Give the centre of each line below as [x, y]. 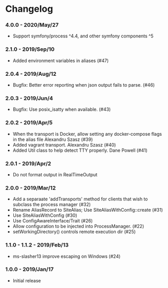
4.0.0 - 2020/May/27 [32, 25]
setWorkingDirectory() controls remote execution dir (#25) [74, 232]
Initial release [27, 280]
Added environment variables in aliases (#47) [61, 60]
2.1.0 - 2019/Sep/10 [30, 49]
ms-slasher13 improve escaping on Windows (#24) [67, 256]
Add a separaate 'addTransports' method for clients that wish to [80, 199]
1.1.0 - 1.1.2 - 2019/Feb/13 [37, 245]
